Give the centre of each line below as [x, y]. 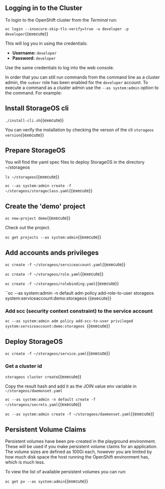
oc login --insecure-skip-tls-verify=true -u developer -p [67, 29]
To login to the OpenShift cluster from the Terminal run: [61, 20]
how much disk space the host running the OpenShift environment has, [77, 457]
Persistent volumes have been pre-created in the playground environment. [81, 441]
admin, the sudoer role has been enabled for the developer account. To [77, 82]
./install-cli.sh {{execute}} [34, 120]
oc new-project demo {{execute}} [38, 218]
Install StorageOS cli [37, 108]
